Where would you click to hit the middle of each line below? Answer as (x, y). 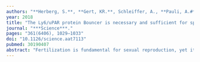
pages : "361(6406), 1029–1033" (45, 34)
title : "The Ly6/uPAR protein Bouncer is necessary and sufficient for (97, 22)
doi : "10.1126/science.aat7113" (46, 39)
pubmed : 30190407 (28, 45)
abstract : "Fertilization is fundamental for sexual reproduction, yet (97, 50)
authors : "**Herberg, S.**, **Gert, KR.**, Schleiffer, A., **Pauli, (94, 12)
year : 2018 (20, 17)
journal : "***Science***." (40, 28)
